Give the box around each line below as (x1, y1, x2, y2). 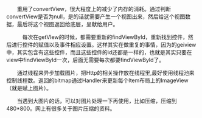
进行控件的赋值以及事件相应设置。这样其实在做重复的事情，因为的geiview (11, 41, 197, 48)
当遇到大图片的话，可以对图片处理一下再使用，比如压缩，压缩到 (16, 97, 177, 105)
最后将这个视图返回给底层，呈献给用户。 (16, 21, 119, 27)
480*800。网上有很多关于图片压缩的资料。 (6, 105, 116, 112)
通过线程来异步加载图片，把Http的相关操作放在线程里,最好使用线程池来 (16, 69, 195, 76)
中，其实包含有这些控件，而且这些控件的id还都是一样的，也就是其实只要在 (6, 49, 192, 56)
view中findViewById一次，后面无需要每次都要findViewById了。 (6, 57, 165, 63)
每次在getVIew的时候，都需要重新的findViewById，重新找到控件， (22, 33, 189, 41)
